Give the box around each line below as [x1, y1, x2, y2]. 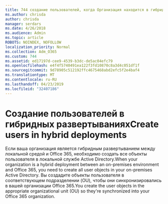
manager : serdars [5, 21, 41, 26]
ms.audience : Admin [5, 30, 46, 35]
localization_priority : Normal [5, 44, 70, 49]
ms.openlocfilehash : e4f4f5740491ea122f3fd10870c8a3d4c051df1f [5, 63, 140, 68]
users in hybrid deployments [5, 129, 127, 140]
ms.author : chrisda [5, 12, 46, 17]
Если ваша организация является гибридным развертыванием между [5, 145, 155, 151]
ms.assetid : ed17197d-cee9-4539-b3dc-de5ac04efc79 [5, 58, 113, 63]
